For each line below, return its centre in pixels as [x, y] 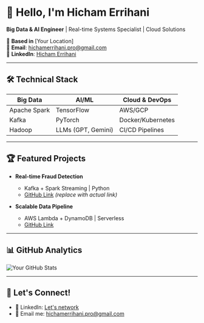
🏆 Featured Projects [46, 158]
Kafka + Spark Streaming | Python [67, 188]
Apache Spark [30, 110]
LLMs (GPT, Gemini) [84, 130]
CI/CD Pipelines [142, 130]
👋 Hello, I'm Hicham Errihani [78, 12]
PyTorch [68, 120]
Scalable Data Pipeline [44, 206]
